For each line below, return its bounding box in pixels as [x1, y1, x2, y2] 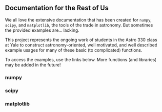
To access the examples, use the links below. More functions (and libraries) [5, 56, 157, 63]
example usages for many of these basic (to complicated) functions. [5, 47, 142, 53]
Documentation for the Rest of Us [5, 4, 109, 12]
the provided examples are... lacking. [5, 27, 80, 33]
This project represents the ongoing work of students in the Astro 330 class [5, 37, 158, 43]
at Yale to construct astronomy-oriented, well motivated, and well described [5, 42, 158, 48]
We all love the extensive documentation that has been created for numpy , [5, 17, 152, 22]
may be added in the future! [5, 62, 61, 67]
